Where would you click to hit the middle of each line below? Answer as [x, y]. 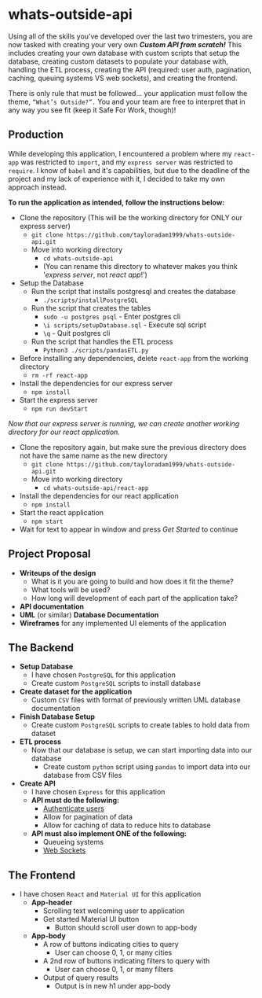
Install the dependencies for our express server [96, 383]
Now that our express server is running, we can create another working [124, 423]
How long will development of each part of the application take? [134, 598]
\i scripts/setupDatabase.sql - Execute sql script [124, 325]
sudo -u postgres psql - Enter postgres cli [112, 316]
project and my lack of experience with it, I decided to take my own [116, 179]
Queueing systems [73, 842]
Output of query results [81, 978]
